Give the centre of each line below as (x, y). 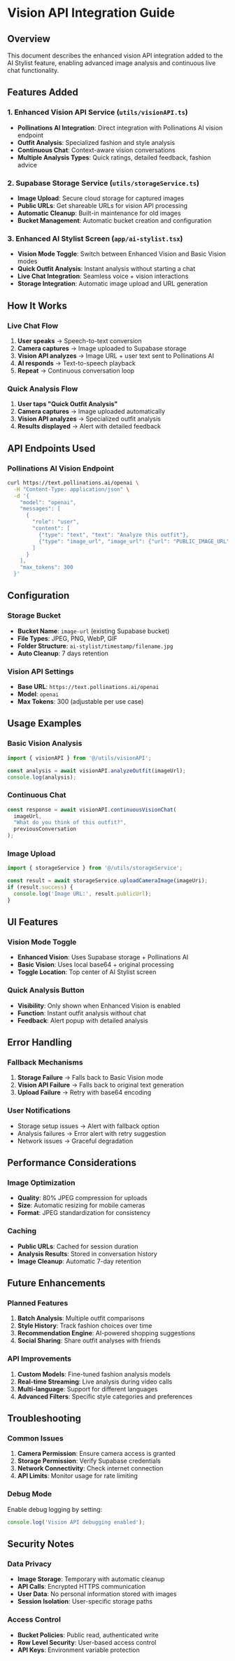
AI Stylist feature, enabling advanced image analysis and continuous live (112, 63)
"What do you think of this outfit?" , (70, 823)
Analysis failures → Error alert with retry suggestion (92, 1133)
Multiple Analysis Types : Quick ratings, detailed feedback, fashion (114, 157)
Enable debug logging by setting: (55, 1509)
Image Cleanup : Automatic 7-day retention (79, 1261)
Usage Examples (44, 724)
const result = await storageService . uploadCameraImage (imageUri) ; (108, 881)
